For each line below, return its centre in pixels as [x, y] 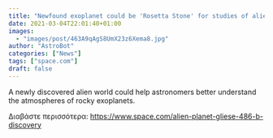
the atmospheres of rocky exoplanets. [72, 100]
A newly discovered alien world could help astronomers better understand [132, 92]
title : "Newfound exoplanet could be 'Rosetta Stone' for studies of [129, 16]
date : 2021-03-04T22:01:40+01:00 [65, 24]
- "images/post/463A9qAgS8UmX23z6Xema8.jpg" [92, 39]
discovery [25, 125]
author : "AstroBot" [41, 46]
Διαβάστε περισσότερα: [48, 116]
